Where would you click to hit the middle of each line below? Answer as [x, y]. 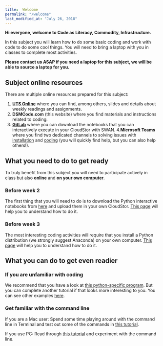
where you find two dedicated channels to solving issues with [74, 135]
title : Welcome [21, 10]
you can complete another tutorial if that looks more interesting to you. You [80, 290]
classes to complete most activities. [41, 52]
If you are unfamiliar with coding [44, 275]
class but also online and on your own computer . [55, 178]
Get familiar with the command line [47, 308]
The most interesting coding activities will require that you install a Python [79, 235]
